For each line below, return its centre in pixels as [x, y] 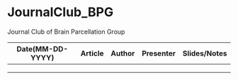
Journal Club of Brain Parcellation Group [66, 32]
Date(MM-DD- [42, 48]
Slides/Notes [205, 53]
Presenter [158, 53]
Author [123, 53]
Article [92, 53]
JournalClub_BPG [61, 12]
